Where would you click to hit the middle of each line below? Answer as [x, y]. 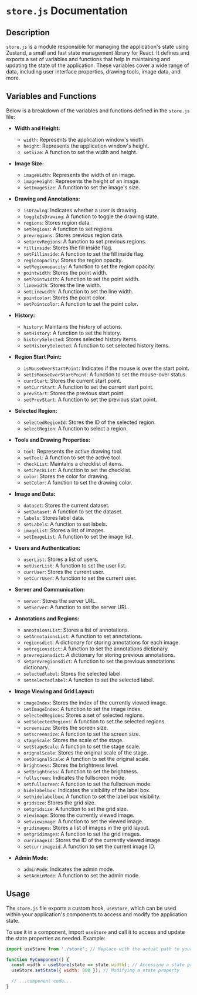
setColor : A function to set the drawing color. [78, 482]
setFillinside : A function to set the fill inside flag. [84, 253]
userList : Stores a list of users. [61, 559]
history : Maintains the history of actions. [73, 326]
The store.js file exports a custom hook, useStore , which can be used [91, 908]
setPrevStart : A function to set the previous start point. [90, 399]
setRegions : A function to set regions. [69, 229]
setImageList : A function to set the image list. [78, 536]
